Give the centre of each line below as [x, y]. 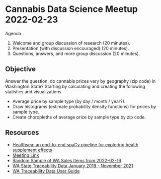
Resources [22, 133]
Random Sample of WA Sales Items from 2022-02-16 [67, 160]
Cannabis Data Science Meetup [72, 9]
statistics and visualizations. [34, 91]
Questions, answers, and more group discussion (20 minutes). [76, 54]
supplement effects [32, 150]
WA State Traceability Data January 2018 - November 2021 [73, 166]
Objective [21, 69]
